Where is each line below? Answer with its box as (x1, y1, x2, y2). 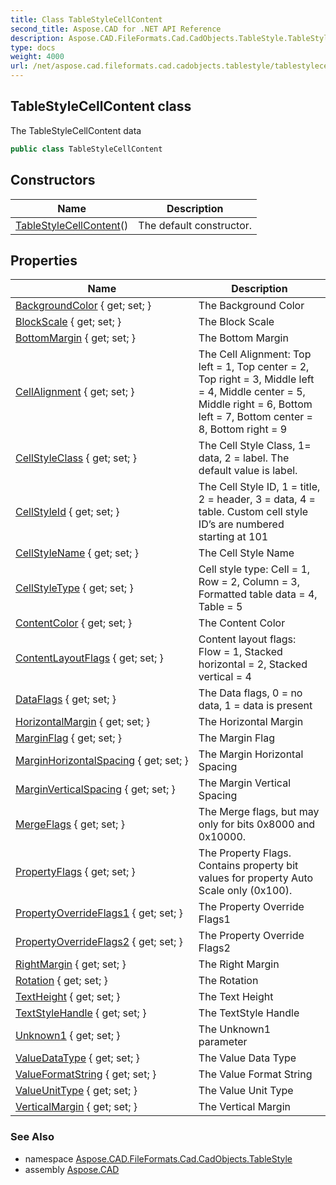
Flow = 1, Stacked (198, 645, 283, 659)
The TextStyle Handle (198, 1006, 300, 1020)
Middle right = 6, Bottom (198, 397, 313, 411)
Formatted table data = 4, (198, 587, 318, 601)
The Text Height (198, 990, 274, 1004)
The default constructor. (138, 218, 253, 232)
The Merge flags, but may (198, 805, 320, 819)
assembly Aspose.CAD (24, 1163, 120, 1175)
